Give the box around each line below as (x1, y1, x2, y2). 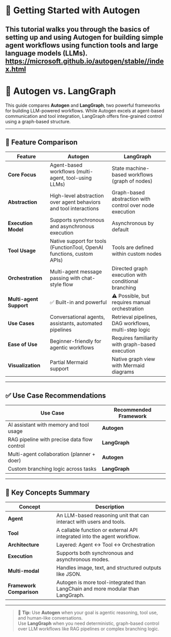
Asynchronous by (111, 219, 154, 227)
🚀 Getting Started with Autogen (5, 5, 140, 16)
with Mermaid (111, 362, 145, 369)
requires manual (111, 299, 151, 306)
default (111, 226, 129, 233)
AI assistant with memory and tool (8, 421, 89, 428)
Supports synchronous (50, 216, 105, 224)
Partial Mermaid (50, 359, 88, 366)
